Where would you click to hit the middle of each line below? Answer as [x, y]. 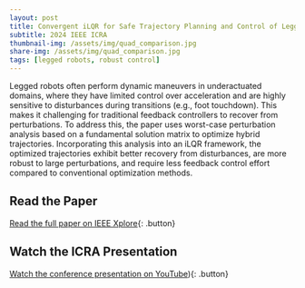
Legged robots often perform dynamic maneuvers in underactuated [136, 86]
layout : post [34, 18]
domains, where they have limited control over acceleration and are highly [148, 95]
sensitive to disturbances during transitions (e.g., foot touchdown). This [143, 105]
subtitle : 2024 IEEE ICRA [58, 35]
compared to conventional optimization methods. [101, 173]
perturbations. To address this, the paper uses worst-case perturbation [143, 124]
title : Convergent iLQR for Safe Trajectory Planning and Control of [144, 26]
